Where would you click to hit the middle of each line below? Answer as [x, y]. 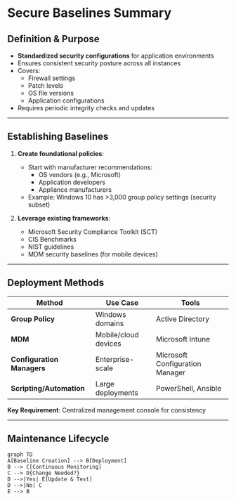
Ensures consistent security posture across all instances [99, 63]
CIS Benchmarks [52, 239]
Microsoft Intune [183, 339]
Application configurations [66, 100]
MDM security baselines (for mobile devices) [93, 254]
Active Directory [182, 319]
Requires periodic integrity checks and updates [86, 108]
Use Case [122, 302]
